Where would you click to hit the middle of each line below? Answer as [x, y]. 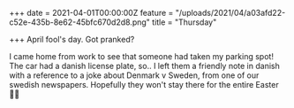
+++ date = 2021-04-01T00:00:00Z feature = [91, 13]
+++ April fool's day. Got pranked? [72, 39]
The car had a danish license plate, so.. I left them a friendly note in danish [144, 66]
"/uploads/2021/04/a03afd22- [230, 13]
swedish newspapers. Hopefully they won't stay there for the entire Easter [144, 85]
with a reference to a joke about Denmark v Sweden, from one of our [134, 75]
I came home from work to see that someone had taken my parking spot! [141, 56]
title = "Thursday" [184, 22]
